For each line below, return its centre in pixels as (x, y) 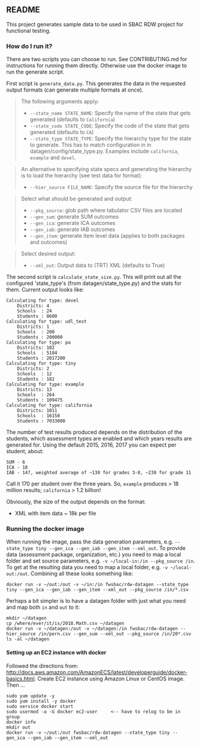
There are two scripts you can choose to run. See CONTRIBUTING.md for (97, 59)
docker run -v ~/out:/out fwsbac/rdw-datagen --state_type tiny (88, 733)
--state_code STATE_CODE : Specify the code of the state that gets (110, 126)
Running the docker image (46, 529)
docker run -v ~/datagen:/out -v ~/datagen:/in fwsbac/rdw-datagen (92, 629)
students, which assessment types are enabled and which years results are (99, 439)
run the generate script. (35, 72)
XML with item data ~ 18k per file (55, 514)
